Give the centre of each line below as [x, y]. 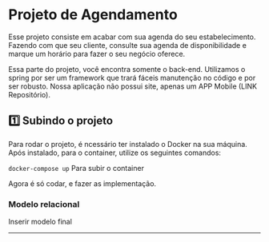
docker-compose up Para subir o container [76, 168]
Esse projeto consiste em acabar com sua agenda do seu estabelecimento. [132, 37]
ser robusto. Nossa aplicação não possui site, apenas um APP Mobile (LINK [133, 86]
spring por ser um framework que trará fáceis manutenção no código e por [132, 77]
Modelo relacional [44, 204]
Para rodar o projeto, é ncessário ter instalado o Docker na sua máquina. [128, 144]
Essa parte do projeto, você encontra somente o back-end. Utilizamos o [127, 69]
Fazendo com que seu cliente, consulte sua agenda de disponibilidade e [127, 45]
